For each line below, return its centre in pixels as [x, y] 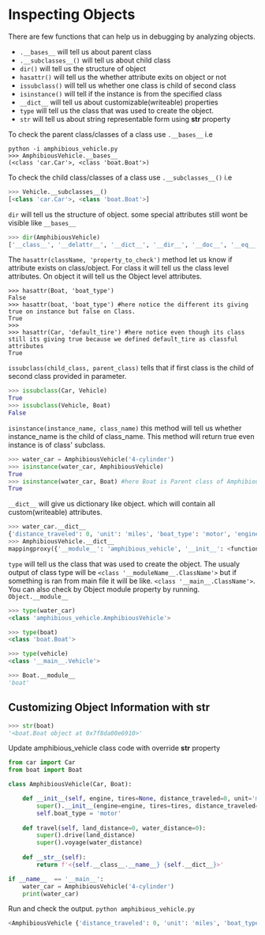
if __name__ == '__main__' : [56, 879]
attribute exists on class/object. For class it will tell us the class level [119, 268]
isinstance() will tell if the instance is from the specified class [121, 93]
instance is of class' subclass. [57, 445]
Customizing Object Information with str [109, 708]
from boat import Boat [45, 770]
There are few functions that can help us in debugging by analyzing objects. [132, 36]
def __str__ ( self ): [54, 857]
